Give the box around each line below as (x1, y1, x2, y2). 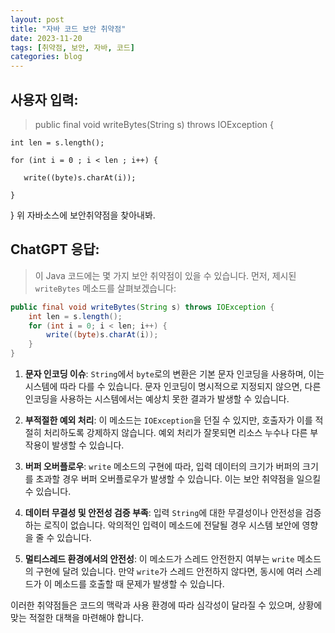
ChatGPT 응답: (10, 241, 100, 258)
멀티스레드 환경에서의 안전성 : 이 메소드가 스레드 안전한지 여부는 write (24, 553, 295, 565)
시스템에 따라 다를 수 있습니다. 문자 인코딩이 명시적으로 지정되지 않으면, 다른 (24, 381, 322, 392)
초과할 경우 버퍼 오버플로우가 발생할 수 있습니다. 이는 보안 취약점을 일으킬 (35, 473, 322, 485)
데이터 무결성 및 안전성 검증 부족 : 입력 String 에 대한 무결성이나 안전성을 (24, 507, 303, 518)
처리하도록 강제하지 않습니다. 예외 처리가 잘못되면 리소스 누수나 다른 (43, 427, 308, 438)
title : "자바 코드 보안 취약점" (10, 24, 127, 34)
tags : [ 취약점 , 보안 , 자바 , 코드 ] (10, 42, 135, 53)
